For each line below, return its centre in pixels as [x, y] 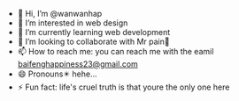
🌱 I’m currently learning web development [94, 32]
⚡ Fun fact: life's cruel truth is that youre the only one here [123, 87]
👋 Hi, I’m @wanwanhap [60, 14]
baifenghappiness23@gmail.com [78, 64]
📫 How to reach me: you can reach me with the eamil [116, 51]
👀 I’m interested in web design [73, 23]
